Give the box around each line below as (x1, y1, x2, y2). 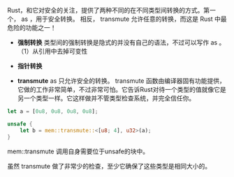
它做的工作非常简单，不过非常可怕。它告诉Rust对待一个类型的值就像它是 (17, 86, 227, 93)
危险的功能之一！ (7, 24, 57, 31)
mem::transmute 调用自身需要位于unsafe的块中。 (7, 147, 149, 155)
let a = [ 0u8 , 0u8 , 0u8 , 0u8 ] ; (7, 108, 98, 115)
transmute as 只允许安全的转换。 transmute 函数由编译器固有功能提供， (17, 77, 226, 85)
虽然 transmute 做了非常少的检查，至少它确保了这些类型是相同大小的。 (7, 162, 212, 170)
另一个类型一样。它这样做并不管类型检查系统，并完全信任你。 (17, 94, 196, 102)
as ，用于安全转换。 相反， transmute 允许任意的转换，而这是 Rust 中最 (20, 15, 227, 23)
